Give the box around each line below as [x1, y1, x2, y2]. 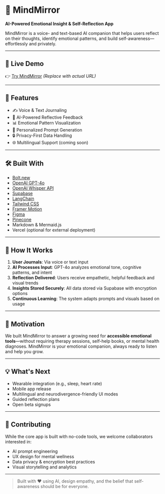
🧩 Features [5, 94, 39, 102]
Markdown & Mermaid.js [12, 222, 62, 228]
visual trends [12, 280, 38, 286]
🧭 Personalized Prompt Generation [12, 127, 82, 132]
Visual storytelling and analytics [12, 464, 77, 470]
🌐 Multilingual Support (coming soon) [12, 139, 88, 145]
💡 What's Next [5, 367, 51, 376]
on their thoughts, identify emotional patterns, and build [5, 35, 118, 41]
